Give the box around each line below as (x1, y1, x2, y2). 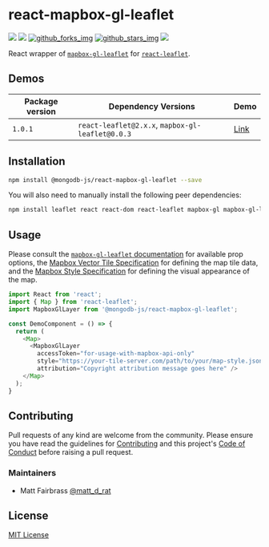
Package (23, 95, 58, 107)
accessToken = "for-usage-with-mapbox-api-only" (37, 350, 195, 358)
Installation (8, 155, 66, 168)
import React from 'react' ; (8, 290, 102, 298)
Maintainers (8, 468, 57, 479)
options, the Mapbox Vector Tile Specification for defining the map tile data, (8, 258, 259, 268)
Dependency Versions (108, 100, 195, 111)
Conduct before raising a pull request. (8, 448, 134, 457)
